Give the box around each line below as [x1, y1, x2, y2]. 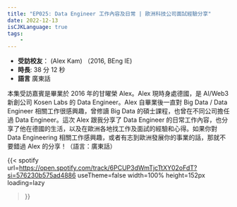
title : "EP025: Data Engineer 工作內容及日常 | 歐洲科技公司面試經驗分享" [7, 10, 212, 18]
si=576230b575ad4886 [7, 171, 76, 180]
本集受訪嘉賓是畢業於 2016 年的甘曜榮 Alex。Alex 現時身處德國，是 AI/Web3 [7, 89, 229, 98]
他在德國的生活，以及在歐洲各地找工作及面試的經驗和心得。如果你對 [19, 125, 217, 133]
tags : [7, 30, 23, 37]
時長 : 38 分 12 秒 [17, 65, 66, 74]
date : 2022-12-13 [7, 17, 59, 24]
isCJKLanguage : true [7, 23, 68, 30]
